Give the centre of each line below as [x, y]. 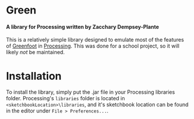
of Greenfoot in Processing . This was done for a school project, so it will [93, 46]
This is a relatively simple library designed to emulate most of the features [95, 40]
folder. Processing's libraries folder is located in [65, 98]
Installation [34, 76]
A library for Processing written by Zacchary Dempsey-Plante [83, 26]
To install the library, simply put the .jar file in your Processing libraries [91, 92]
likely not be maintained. [36, 52]
